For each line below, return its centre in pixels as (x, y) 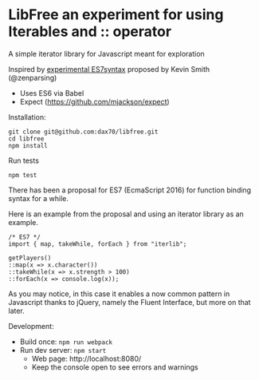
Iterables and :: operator (90, 32)
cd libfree (26, 139)
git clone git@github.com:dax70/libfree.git (83, 132)
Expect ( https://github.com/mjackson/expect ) (94, 101)
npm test (23, 175)
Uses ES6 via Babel (52, 93)
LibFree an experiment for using (116, 15)
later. (17, 311)
